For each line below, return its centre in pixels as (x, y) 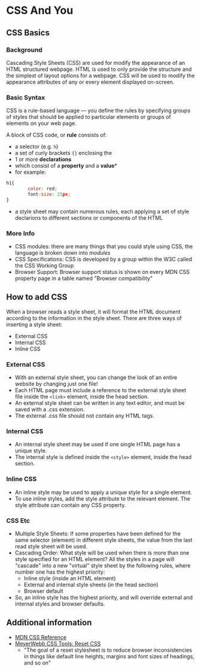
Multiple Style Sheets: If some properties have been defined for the (98, 533)
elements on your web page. (41, 123)
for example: (30, 172)
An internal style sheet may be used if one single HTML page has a (98, 445)
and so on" (37, 663)
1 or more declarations (43, 159)
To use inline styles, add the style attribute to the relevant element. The (102, 499)
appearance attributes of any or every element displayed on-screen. (90, 82)
